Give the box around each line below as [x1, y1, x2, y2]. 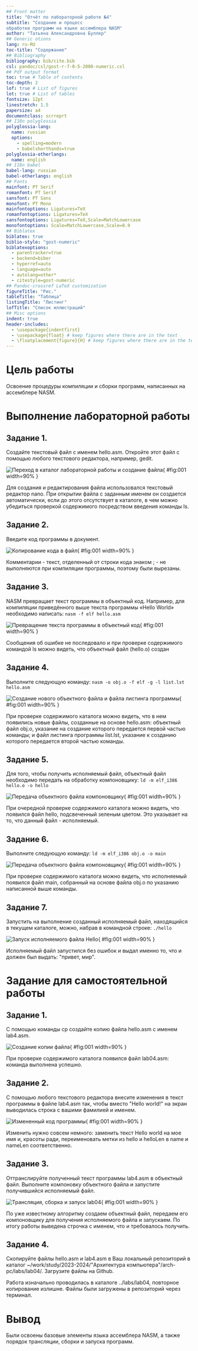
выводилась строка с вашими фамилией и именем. [6, 1106, 137, 1113]
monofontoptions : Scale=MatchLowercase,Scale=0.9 [6, 222, 131, 228]
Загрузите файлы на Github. [44, 1268, 114, 1275]
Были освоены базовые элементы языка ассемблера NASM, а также [6, 1332, 181, 1339]
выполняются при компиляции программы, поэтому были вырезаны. [6, 565, 181, 572]
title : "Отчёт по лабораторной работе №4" [6, 14, 112, 20]
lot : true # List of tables [6, 91, 75, 97]
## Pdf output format [6, 69, 60, 75]
